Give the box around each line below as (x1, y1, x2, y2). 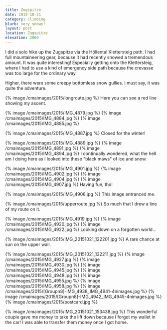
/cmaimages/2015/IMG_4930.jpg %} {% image (5, 261, 101, 267)
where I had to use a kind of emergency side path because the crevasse (5, 64, 154, 70)
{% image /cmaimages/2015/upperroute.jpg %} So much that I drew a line (5, 200, 157, 206)
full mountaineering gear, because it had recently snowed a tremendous (5, 54, 153, 60)
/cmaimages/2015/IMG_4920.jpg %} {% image (5, 221, 101, 227)
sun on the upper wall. (5, 241, 51, 247)
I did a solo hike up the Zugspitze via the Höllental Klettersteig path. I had (5, 48, 156, 55)
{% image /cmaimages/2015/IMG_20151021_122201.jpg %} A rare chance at (5, 236, 160, 242)
